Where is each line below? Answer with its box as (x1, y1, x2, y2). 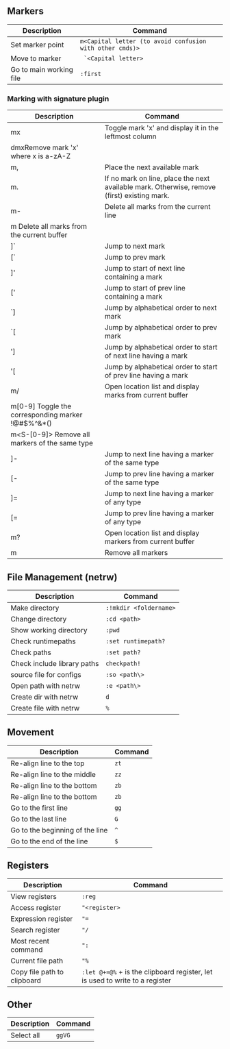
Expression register (10, 914, 73, 924)
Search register (10, 925, 60, 935)
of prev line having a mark (104, 371, 188, 380)
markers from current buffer (104, 537, 195, 547)
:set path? (105, 648, 141, 656)
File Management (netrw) (7, 571, 118, 583)
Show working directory (10, 625, 88, 634)
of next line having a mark (104, 351, 188, 360)
